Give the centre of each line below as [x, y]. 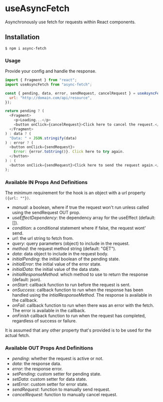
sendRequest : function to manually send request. [61, 389]
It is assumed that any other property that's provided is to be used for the [78, 330]
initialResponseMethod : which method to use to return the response [80, 274]
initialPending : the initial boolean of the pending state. [66, 259]
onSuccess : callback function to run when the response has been [78, 290]
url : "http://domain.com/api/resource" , [51, 98]
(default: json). [27, 279]
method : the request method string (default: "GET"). [64, 249]
